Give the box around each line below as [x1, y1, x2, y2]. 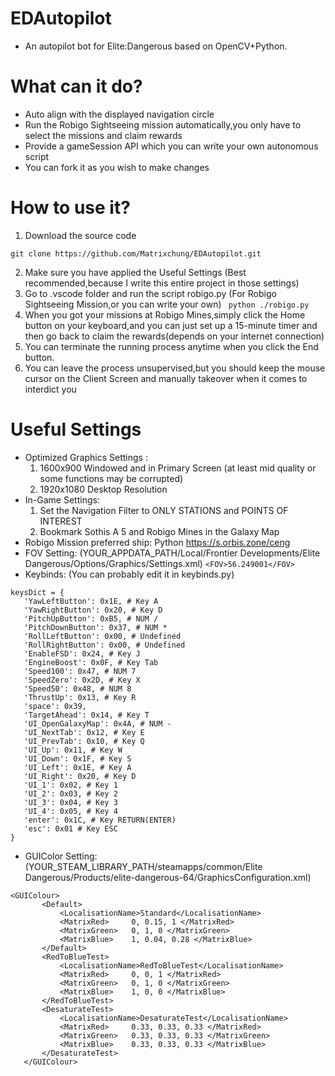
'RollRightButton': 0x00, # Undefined [23, 640, 186, 650]
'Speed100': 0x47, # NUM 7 [23, 666, 137, 676]
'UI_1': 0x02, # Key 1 [23, 780, 118, 790]
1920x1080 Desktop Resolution [39, 483, 168, 495]
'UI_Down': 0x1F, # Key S [23, 753, 132, 764]
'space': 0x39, [23, 701, 87, 711]
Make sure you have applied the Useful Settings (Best [24, 266, 247, 278]
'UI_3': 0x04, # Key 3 [23, 797, 118, 807]
